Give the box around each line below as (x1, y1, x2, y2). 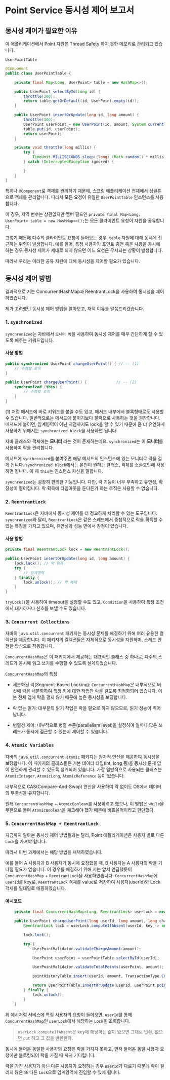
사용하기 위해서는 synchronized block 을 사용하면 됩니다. (5, 427, 118, 433)
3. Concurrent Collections (5, 618, 70, 625)
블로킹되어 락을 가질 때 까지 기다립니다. (18, 1052, 96, 1058)
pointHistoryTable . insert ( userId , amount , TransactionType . (32, 974, 162, 979)
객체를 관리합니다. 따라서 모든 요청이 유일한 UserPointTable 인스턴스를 (14, 194, 154, 200)
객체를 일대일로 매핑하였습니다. (5, 885, 67, 891)
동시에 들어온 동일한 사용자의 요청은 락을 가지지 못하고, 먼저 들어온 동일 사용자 (5, 1046, 159, 1052)
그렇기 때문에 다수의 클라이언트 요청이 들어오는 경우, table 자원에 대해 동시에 (5, 234, 157, 241)
